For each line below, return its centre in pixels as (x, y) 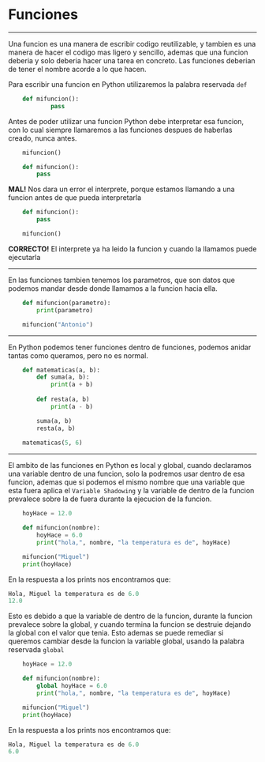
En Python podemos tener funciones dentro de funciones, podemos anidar (130, 347)
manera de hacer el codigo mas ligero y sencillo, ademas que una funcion (128, 52)
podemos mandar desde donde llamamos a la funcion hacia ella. (113, 288)
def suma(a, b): (63, 377)
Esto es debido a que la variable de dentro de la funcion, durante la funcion (131, 616)
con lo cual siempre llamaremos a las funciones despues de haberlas (120, 130)
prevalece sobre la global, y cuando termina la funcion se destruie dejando (130, 624)
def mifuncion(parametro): (67, 303)
